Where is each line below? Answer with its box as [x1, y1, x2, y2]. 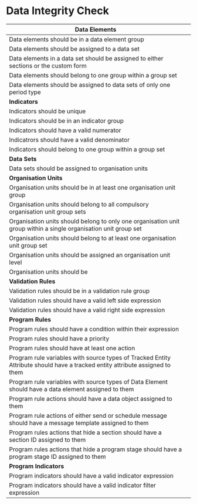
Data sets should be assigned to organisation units [9, 164, 148, 172]
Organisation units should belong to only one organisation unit [9, 217, 180, 225]
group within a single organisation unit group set [9, 224, 142, 232]
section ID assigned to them [9, 435, 86, 444]
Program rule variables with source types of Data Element [9, 377, 168, 385]
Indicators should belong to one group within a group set [9, 145, 165, 153]
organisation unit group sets [9, 207, 86, 215]
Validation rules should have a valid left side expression [9, 296, 161, 305]
